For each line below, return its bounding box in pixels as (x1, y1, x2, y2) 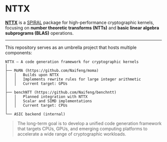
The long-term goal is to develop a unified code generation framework (17, 120, 162, 126)
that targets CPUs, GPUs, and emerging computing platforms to (17, 126, 148, 132)
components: (5, 49, 32, 55)
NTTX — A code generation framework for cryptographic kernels (5, 59, 139, 64)
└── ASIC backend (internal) (5, 112, 66, 117)
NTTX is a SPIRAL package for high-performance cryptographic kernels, (5, 19, 154, 25)
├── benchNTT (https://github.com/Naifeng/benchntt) (5, 90, 117, 95)
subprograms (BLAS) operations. (5, 30, 74, 36)
